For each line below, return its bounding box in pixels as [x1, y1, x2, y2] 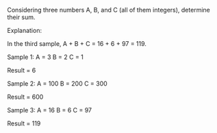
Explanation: [7, 27, 42, 34]
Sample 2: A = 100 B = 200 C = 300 [7, 80, 107, 88]
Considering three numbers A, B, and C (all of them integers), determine [7, 6, 210, 14]
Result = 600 [7, 93, 44, 101]
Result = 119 [7, 119, 41, 128]
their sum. [7, 13, 36, 21]
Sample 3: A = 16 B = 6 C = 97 [7, 106, 92, 114]
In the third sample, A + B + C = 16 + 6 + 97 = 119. [7, 40, 147, 47]
